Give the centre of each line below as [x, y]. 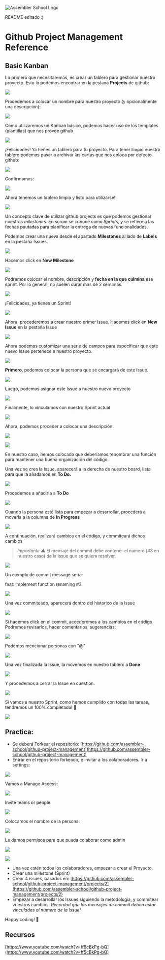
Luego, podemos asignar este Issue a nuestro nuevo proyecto [68, 389]
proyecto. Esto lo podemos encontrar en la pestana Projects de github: [77, 83]
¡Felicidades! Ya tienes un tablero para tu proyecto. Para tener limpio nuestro [83, 149]
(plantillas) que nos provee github [39, 131]
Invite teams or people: [28, 802]
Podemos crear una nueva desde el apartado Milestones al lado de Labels [81, 236]
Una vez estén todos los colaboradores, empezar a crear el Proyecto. [82, 868]
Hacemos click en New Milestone [39, 260]
